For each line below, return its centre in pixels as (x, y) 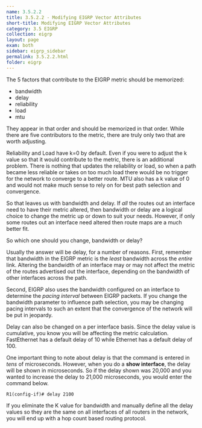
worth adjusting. (27, 141)
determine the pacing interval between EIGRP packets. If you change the (97, 295)
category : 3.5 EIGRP (32, 29)
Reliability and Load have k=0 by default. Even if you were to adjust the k (96, 153)
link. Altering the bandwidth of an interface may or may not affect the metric (101, 265)
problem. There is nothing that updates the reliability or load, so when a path (101, 166)
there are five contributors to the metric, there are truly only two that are (96, 135)
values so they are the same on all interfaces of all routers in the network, (97, 412)
